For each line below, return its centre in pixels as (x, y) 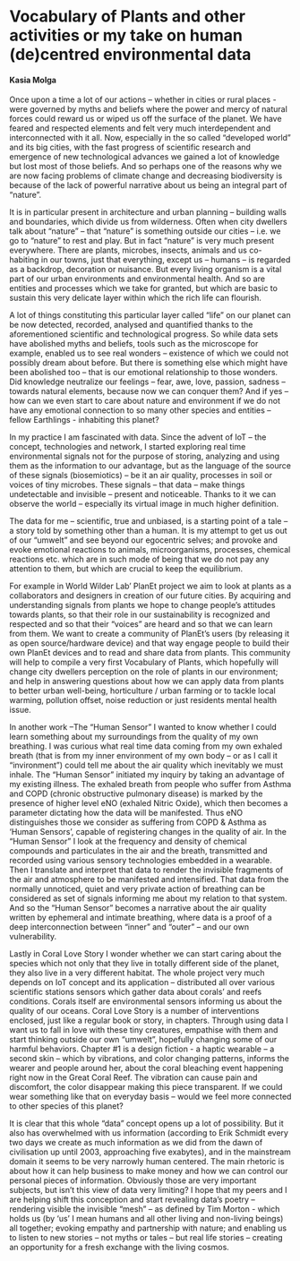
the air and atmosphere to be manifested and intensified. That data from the (149, 879)
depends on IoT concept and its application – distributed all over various (142, 982)
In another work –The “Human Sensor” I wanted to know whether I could (143, 727)
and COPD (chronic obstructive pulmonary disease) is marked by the (136, 793)
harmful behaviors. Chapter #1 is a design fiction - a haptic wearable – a (142, 1049)
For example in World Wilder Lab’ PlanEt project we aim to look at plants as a (150, 586)
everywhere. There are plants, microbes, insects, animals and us (129, 250)
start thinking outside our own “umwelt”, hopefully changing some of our (143, 1040)
